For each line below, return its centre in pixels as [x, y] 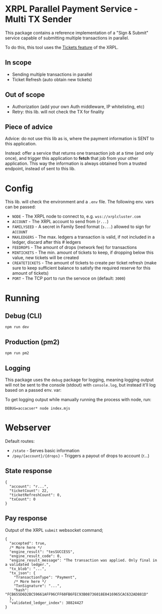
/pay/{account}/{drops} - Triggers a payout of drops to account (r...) [81, 456]
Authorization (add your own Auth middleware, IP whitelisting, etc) [78, 106]
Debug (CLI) [24, 316]
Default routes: [20, 441]
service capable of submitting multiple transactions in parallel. [67, 38]
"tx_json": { [23, 573]
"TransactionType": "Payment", [45, 577]
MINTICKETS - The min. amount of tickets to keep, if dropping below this [83, 253]
